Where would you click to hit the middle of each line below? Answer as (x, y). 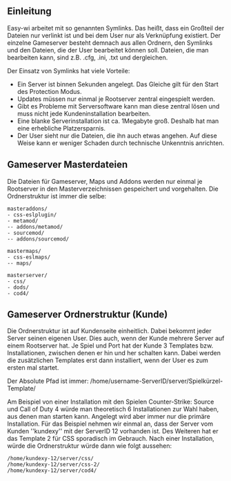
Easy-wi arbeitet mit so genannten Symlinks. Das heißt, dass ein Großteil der (116, 28)
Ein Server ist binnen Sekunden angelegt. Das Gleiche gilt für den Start (118, 84)
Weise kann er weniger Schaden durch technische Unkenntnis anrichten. (121, 143)
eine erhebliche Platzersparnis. (61, 128)
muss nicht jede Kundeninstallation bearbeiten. (84, 113)
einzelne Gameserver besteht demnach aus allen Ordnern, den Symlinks (110, 43)
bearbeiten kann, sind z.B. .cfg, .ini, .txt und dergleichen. (88, 57)
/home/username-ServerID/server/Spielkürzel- (157, 381)
